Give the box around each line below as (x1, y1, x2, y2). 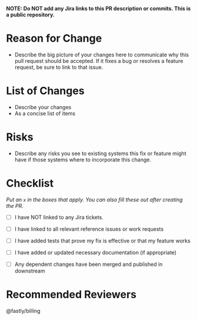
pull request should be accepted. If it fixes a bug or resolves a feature (14, 57, 183, 64)
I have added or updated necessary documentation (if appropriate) (14, 249, 177, 256)
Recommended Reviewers (6, 288, 137, 301)
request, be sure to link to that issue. (14, 63, 103, 70)
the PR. (6, 202, 24, 209)
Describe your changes (14, 103, 72, 110)
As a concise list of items (14, 110, 75, 117)
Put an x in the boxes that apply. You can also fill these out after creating (6, 196, 183, 203)
